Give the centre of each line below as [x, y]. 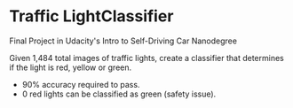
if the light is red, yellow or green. [71, 67]
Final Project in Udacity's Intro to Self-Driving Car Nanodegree [123, 41]
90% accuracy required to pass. [81, 84]
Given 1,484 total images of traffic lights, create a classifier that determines [146, 58]
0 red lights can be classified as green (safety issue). [119, 94]
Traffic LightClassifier [91, 16]
